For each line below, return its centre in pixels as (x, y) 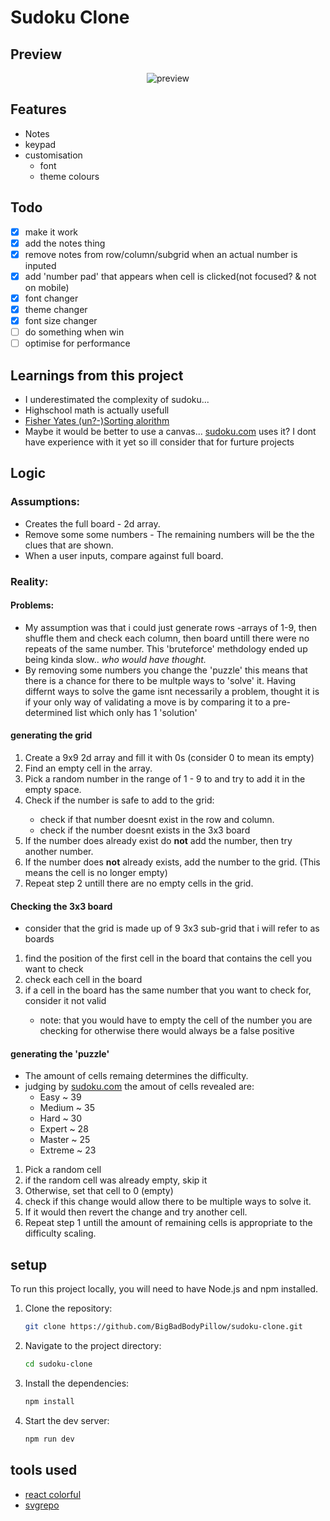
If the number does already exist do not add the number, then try (158, 841)
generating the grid (51, 735)
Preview (36, 54)
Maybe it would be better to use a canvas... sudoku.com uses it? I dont (170, 431)
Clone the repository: (68, 1308)
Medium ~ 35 (67, 1108)
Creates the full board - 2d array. (92, 523)
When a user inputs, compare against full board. (124, 555)
